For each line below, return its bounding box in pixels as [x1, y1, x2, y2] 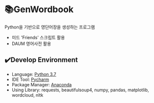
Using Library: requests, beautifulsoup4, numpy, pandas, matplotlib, [11, 87, 149, 93]
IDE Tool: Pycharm [11, 77, 50, 82]
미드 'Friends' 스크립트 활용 [11, 34, 65, 40]
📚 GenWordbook [4, 4, 74, 15]
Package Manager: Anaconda [11, 81, 72, 87]
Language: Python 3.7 [11, 71, 56, 77]
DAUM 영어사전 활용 [11, 40, 51, 47]
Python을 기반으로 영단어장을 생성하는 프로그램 [4, 24, 95, 30]
